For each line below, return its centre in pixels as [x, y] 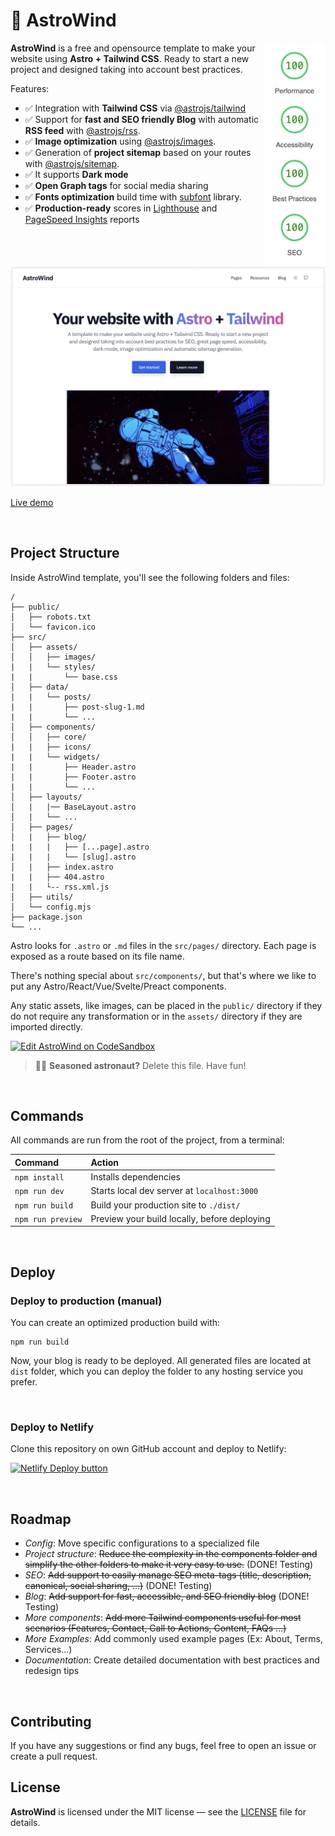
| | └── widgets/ [55, 757]
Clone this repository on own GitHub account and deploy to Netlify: [148, 1449]
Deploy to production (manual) [86, 1301]
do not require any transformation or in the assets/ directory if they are [156, 1016]
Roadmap [41, 1519]
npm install [39, 1178]
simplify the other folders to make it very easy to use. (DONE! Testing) [169, 1565]
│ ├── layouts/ [46, 797]
